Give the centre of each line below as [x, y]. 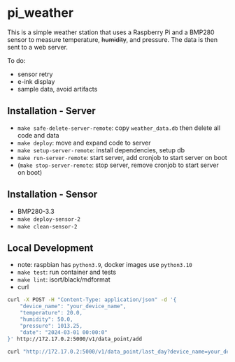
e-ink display [36, 81]
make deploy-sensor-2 [49, 219]
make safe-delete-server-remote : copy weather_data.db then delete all [119, 128]
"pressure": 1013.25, [51, 326]
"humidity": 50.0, [47, 319]
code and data [38, 135]
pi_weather [41, 13]
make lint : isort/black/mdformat [64, 280]
